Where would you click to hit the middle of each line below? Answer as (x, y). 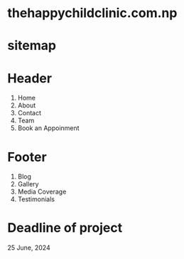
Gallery (28, 184)
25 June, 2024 (29, 248)
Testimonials (36, 199)
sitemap (32, 46)
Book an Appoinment (48, 128)
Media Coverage (42, 192)
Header (29, 78)
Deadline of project (65, 228)
